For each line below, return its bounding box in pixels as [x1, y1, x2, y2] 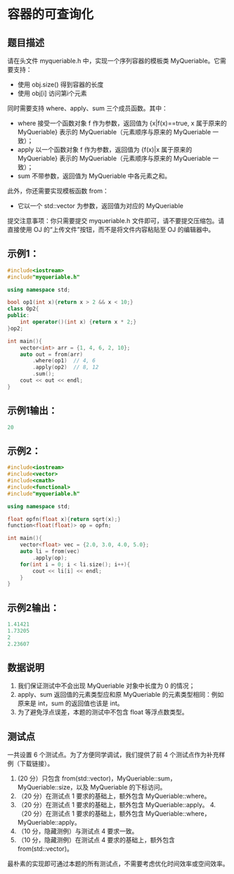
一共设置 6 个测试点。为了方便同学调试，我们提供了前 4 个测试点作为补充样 [7, 750, 226, 759]
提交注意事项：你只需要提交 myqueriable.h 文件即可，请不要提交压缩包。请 [7, 217, 225, 225]
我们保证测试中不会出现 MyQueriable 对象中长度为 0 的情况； [17, 681, 195, 690]
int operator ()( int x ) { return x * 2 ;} [20, 319, 137, 326]
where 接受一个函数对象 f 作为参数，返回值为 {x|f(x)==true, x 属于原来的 [17, 119, 227, 127]
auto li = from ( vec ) [20, 548, 80, 555]
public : [7, 312, 30, 319]
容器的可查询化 [7, 6, 94, 23]
